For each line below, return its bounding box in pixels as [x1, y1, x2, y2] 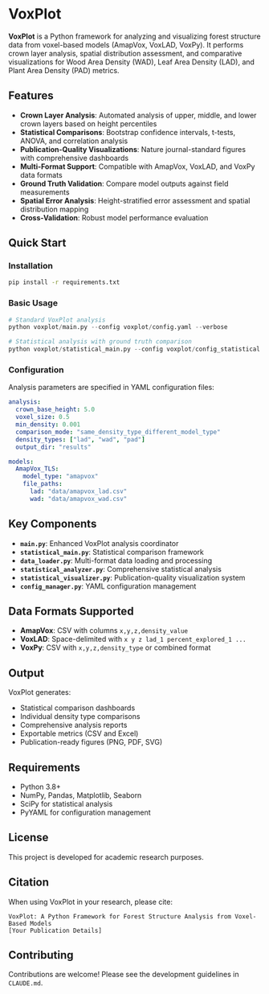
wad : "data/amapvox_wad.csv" [29, 495, 128, 503]
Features [8, 89, 54, 103]
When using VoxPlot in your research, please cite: [8, 897, 173, 906]
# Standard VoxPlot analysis [8, 315, 106, 324]
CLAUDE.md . [8, 978, 43, 988]
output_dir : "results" [15, 443, 92, 451]
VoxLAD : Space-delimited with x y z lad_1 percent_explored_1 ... [19, 635, 247, 644]
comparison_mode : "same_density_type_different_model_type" [15, 428, 221, 436]
